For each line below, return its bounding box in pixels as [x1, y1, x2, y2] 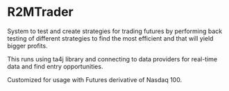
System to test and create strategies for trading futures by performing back [7, 27, 223, 35]
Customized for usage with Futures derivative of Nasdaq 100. [7, 75, 183, 83]
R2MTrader [7, 4, 74, 20]
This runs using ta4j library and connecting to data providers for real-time [7, 54, 217, 63]
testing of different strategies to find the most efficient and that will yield [7, 34, 214, 42]
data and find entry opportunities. [7, 62, 103, 70]
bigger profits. [7, 41, 48, 50]
